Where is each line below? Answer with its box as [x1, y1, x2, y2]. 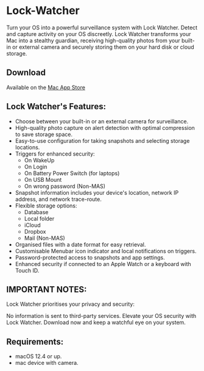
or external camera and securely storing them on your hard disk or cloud [12, 43, 194, 51]
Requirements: [6, 336, 64, 347]
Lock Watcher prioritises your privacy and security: [6, 300, 135, 308]
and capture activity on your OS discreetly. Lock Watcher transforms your [6, 30, 191, 37]
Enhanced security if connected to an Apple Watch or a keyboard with [15, 260, 192, 267]
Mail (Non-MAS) [24, 234, 65, 242]
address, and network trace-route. [15, 195, 102, 203]
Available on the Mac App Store [6, 84, 85, 91]
